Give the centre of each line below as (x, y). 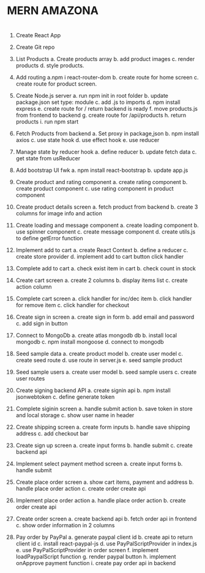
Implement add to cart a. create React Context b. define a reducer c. (102, 250)
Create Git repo (35, 47)
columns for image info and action (59, 213)
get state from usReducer (48, 158)
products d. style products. (50, 65)
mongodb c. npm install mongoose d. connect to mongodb (90, 342)
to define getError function (49, 238)
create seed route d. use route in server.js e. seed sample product (99, 360)
